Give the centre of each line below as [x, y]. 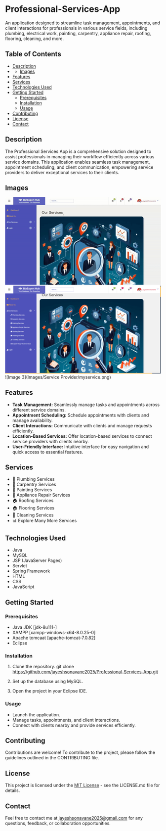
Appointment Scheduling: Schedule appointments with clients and [81, 415]
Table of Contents [33, 54]
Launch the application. [36, 715]
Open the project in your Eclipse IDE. [50, 691]
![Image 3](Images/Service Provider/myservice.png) [58, 377]
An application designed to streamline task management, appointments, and [83, 23]
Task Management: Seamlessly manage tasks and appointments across [86, 405]
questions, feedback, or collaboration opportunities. [58, 823]
